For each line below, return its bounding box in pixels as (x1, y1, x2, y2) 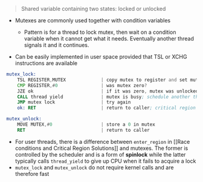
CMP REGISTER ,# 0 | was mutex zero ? (17, 82, 147, 88)
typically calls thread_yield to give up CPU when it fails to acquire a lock (14, 157, 196, 164)
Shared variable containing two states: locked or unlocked (21, 5, 166, 12)
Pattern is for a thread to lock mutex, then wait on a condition (24, 28, 176, 36)
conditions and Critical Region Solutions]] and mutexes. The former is (14, 145, 188, 152)
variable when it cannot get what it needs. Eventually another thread (24, 35, 195, 42)
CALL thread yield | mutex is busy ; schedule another (17, 94, 190, 100)
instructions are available (14, 60, 78, 67)
